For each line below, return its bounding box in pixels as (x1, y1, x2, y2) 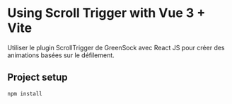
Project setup (7, 71, 69, 83)
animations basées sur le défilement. (7, 51, 115, 59)
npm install (7, 90, 42, 97)
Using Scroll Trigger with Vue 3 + (7, 5, 206, 21)
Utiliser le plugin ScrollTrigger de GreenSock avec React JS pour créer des (7, 43, 225, 52)
